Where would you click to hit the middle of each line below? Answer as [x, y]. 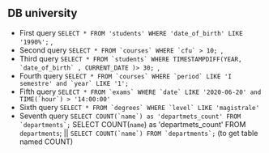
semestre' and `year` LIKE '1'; [74, 83]
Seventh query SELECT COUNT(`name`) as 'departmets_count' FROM [130, 116]
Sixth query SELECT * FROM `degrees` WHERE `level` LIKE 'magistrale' [139, 107]
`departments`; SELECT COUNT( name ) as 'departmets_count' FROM [132, 124]
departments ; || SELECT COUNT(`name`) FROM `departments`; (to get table [139, 133]
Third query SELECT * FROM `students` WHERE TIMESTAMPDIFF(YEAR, [130, 58]
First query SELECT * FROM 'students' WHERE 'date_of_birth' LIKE [131, 32]
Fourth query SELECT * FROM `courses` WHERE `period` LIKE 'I [126, 75]
